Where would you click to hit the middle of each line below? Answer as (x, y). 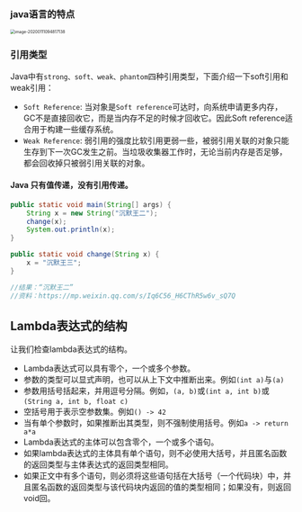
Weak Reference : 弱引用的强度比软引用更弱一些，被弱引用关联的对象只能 (156, 140)
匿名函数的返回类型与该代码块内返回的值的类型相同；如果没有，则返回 (161, 487)
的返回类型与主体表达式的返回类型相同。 (98, 464)
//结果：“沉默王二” (42, 287)
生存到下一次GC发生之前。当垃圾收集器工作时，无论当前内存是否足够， (155, 151)
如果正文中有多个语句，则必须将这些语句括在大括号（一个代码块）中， (153, 476)
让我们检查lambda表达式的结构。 (71, 349)
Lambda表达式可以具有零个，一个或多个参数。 (109, 368)
